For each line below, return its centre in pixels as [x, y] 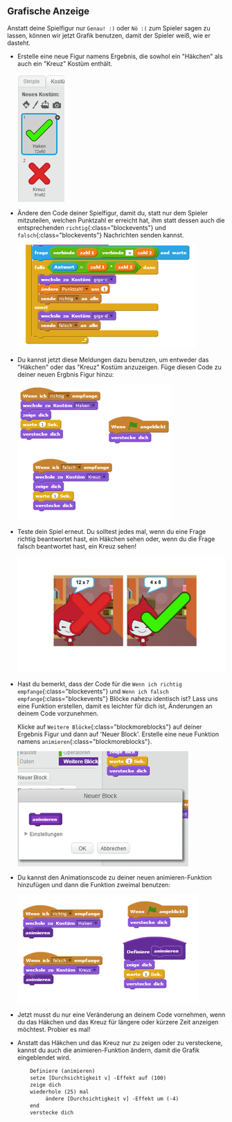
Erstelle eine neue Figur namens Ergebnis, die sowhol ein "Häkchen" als [120, 56]
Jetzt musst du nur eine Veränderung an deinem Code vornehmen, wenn [121, 1015]
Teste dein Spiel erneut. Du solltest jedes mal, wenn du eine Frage [111, 531]
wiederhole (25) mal [60, 1092]
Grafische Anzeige [48, 11]
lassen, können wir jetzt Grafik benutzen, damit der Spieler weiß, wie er [109, 35]
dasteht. [19, 43]
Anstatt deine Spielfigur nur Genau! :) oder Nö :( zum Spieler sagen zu [109, 28]
